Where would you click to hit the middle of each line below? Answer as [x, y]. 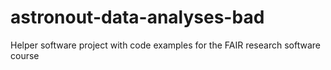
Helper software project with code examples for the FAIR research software [165, 45]
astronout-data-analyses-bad [137, 17]
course [25, 55]
